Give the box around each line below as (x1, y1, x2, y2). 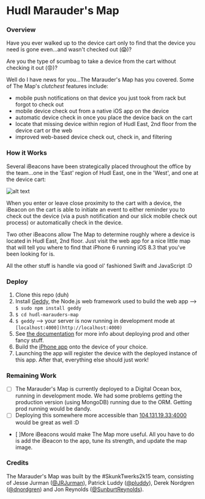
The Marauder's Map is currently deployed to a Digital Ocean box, (15, 385, 182, 393)
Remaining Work (6, 371, 57, 380)
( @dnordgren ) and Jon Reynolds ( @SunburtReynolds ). (6, 486, 144, 493)
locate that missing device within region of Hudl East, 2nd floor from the (15, 120, 197, 128)
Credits (6, 459, 29, 467)
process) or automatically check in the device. (6, 218, 123, 226)
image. (15, 443, 33, 451)
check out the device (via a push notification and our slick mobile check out (6, 212, 197, 220)
